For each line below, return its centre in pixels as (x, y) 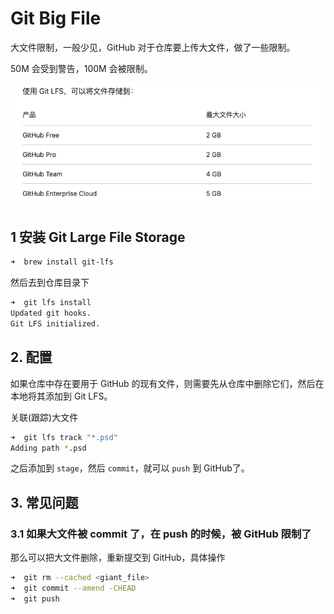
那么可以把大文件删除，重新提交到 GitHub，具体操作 (118, 558)
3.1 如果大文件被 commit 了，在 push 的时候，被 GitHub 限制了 (161, 534)
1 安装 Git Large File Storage (98, 237)
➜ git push (35, 598)
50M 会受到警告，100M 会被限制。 (81, 68)
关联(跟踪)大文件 (44, 417)
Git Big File (56, 18)
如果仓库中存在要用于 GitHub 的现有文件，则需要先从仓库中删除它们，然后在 (167, 383)
